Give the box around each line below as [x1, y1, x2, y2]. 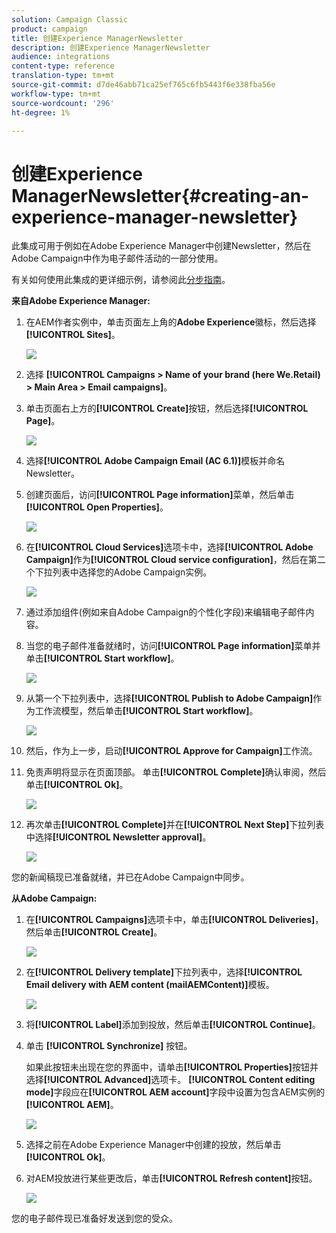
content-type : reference [11, 61, 115, 71]
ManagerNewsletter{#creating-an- [11, 184, 310, 207]
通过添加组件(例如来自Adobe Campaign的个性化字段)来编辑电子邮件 [25, 606, 306, 618]
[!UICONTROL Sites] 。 [25, 329, 121, 341]
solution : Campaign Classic [11, 14, 129, 25]
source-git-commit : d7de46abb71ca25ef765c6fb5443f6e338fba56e [11, 80, 276, 90]
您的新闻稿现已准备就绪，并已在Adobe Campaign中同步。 [11, 871, 250, 883]
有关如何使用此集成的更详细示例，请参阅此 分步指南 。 [11, 274, 231, 286]
